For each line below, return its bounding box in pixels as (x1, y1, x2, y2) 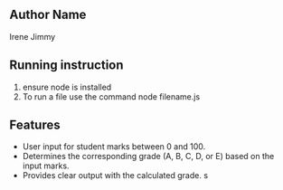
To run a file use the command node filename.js (22, 90, 201, 102)
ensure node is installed (22, 81, 112, 92)
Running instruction (9, 58, 124, 73)
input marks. (22, 160, 70, 171)
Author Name (9, 7, 87, 23)
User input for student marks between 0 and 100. (22, 141, 206, 152)
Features (9, 118, 61, 133)
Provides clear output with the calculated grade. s (22, 170, 209, 181)
